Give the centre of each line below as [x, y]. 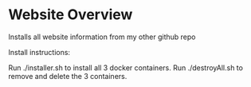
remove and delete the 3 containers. [68, 76]
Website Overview [71, 15]
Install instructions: [39, 52]
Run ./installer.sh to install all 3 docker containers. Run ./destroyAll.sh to [125, 67]
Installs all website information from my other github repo [102, 37]
